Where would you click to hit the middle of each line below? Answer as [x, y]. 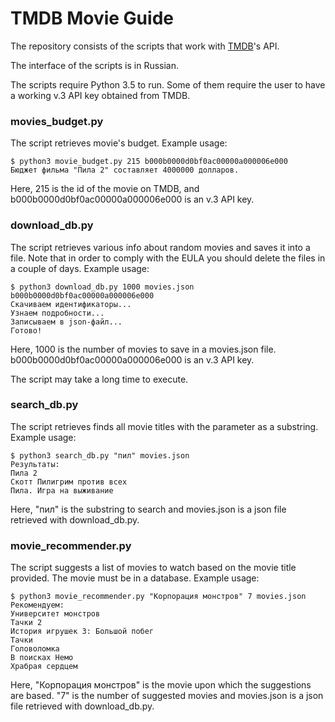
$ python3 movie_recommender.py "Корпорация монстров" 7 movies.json [158, 597]
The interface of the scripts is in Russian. [95, 65]
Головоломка [35, 649]
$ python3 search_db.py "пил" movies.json [100, 455]
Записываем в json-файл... [66, 322]
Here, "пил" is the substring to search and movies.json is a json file [148, 509]
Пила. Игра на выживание [62, 490]
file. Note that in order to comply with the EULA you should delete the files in [168, 258]
